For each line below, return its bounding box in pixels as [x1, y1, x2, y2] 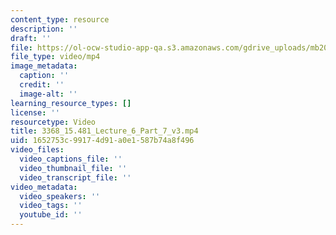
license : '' [10, 107, 60, 118]
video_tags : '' [19, 201, 83, 211]
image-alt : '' [19, 89, 78, 99]
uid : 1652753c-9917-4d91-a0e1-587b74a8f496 [10, 136, 195, 146]
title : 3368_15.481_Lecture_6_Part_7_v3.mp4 [10, 126, 199, 136]
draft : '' [10, 33, 52, 43]
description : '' [10, 24, 78, 34]
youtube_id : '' [19, 210, 83, 220]
